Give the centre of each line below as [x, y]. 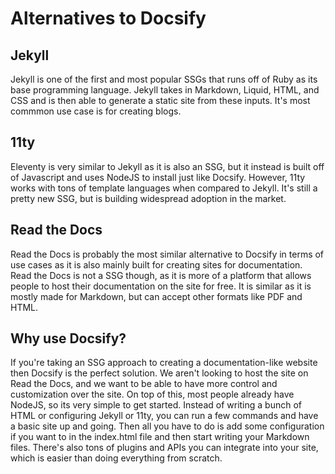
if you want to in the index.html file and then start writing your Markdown [160, 437]
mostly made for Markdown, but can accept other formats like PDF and [156, 296]
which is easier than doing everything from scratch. [116, 458]
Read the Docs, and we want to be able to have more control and [144, 384]
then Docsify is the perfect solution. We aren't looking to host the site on [159, 373]
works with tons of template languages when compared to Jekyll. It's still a [164, 188]
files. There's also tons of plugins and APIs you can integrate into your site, [164, 448]
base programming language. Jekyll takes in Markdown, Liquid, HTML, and [165, 90]
